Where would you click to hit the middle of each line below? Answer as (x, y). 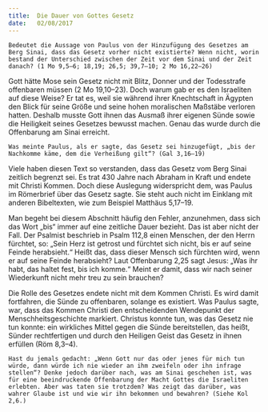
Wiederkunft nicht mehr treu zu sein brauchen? (86, 278)
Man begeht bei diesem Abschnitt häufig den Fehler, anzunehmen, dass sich (134, 218)
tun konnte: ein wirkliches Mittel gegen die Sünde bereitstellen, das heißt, (129, 327)
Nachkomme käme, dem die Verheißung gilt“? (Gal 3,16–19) (107, 154)
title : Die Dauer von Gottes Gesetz (71, 16)
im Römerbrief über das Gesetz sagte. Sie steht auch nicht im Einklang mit (130, 194)
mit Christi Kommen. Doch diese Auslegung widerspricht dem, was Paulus (130, 186)
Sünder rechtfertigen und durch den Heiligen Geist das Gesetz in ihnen (125, 335)
